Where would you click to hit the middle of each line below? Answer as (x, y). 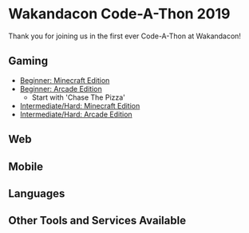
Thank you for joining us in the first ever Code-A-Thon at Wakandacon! (125, 36)
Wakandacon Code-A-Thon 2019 (119, 14)
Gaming (28, 61)
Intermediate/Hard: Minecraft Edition (80, 105)
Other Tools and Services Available (97, 221)
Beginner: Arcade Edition (61, 89)
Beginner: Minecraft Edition (65, 80)
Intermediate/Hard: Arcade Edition (76, 114)
